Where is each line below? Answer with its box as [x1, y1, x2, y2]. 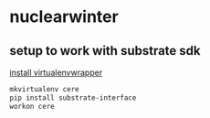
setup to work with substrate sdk [9, 43, 201, 59]
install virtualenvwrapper [9, 67, 103, 78]
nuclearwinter [9, 6, 119, 27]
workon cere [9, 102, 55, 111]
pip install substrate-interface [9, 93, 137, 102]
